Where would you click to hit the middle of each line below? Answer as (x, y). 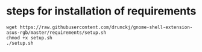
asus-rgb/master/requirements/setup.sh (56, 32)
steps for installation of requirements (101, 11)
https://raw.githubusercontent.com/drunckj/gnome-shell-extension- (106, 27)
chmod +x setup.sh (29, 37)
